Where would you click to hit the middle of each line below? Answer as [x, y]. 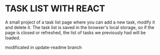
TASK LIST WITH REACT [55, 9]
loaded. [13, 38]
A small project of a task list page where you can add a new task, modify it [80, 22]
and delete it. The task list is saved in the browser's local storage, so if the [80, 27]
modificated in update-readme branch [44, 47]
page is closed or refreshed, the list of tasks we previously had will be [75, 32]
